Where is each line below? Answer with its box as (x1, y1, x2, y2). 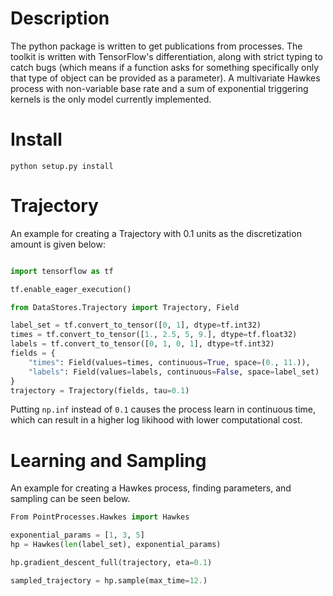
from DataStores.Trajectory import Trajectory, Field (10, 302, 240, 312)
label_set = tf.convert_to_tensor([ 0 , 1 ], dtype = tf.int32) (10, 320, 262, 331)
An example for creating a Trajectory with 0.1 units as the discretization (10, 227, 302, 239)
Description (10, 7, 110, 30)
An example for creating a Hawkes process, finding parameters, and (10, 482, 292, 494)
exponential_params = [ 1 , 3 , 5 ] (10, 530, 145, 541)
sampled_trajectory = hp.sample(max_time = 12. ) (10, 575, 208, 586)
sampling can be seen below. (10, 493, 131, 505)
